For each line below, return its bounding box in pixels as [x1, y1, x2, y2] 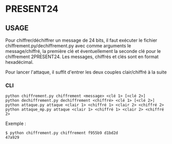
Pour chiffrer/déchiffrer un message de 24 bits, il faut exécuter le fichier [5, 37, 158, 43]
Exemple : [5, 120, 27, 127]
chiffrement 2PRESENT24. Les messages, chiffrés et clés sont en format [5, 53, 159, 60]
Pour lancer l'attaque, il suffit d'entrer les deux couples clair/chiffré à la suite [5, 69, 167, 75]
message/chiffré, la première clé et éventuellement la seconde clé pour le [5, 48, 161, 54]
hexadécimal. [5, 59, 34, 65]
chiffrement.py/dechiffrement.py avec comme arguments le [5, 43, 131, 49]
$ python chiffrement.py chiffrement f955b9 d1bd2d [5, 131, 118, 136]
